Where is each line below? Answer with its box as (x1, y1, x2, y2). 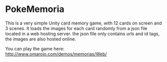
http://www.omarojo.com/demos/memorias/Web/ (5, 51, 107, 57)
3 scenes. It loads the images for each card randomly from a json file (5, 25, 147, 31)
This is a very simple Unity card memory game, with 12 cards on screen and (5, 20, 162, 26)
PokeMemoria (5, 3, 65, 15)
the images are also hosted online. (5, 36, 76, 42)
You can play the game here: (5, 45, 65, 51)
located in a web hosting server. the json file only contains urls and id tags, (5, 30, 160, 36)
